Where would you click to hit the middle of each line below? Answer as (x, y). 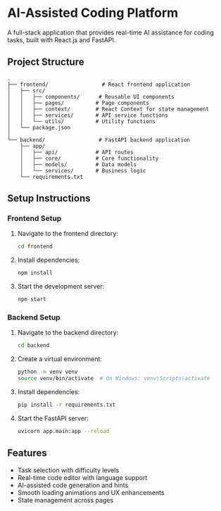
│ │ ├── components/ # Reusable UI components (91, 96)
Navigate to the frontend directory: (68, 234)
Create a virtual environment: (59, 359)
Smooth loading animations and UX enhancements (91, 492)
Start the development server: (61, 286)
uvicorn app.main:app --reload (63, 431)
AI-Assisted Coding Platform (93, 13)
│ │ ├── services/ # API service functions (88, 115)
